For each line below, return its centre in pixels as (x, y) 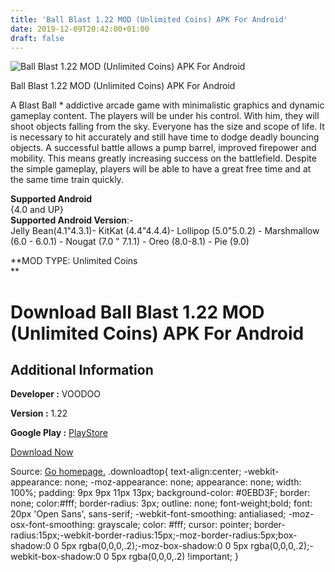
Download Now (42, 452)
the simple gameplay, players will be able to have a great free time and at (161, 169)
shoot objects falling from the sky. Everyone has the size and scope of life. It (167, 127)
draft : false (37, 38)
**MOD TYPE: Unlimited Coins (74, 261)
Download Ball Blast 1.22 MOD (137, 312)
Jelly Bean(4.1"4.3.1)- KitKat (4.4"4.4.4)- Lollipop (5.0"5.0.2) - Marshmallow (165, 231)
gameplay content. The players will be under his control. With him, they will (165, 116)
